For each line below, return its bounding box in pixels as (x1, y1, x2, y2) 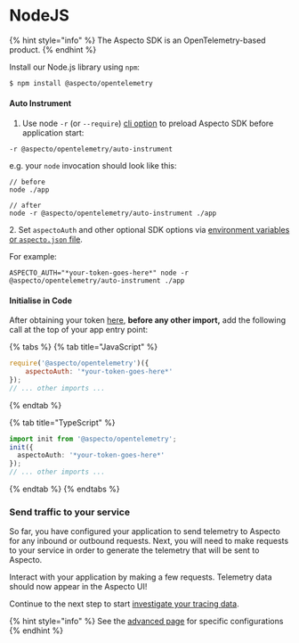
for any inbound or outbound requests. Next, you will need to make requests (9, 536, 289, 547)
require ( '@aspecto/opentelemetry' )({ (9, 359, 149, 368)
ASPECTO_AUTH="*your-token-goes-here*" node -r (9, 268, 190, 277)
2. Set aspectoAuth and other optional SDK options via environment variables (9, 225, 290, 235)
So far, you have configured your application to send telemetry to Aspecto (9, 526, 280, 537)
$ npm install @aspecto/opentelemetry (9, 78, 153, 87)
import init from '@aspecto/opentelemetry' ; (9, 434, 177, 443)
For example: (9, 251, 58, 262)
